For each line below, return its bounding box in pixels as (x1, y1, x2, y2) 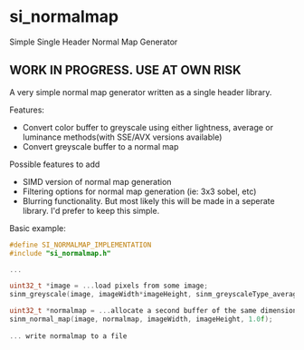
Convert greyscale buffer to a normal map (22, 141, 179, 151)
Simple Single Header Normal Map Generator (9, 36, 178, 47)
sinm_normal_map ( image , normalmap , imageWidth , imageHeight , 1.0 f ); (9, 315, 273, 324)
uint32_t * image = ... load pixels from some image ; (9, 281, 208, 291)
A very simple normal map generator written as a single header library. (9, 86, 272, 97)
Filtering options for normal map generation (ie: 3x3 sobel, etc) (22, 186, 257, 197)
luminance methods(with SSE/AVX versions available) (22, 131, 223, 142)
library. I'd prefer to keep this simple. (22, 205, 160, 216)
